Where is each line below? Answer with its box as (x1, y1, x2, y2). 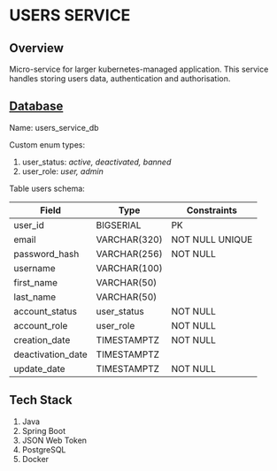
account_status (13, 305, 78, 317)
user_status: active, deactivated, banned (21, 156, 172, 167)
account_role (13, 319, 68, 331)
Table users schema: (9, 183, 86, 194)
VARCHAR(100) (96, 262, 163, 274)
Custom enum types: (9, 139, 86, 150)
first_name (13, 276, 58, 288)
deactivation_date (13, 348, 88, 361)
